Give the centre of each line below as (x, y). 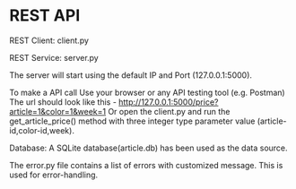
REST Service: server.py (54, 57)
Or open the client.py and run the (169, 111)
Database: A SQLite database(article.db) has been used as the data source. (149, 148)
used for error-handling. (54, 175)
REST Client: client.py (49, 40)
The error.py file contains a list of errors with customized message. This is (146, 165)
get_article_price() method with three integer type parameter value (132, 121)
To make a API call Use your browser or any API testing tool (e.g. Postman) (147, 92)
